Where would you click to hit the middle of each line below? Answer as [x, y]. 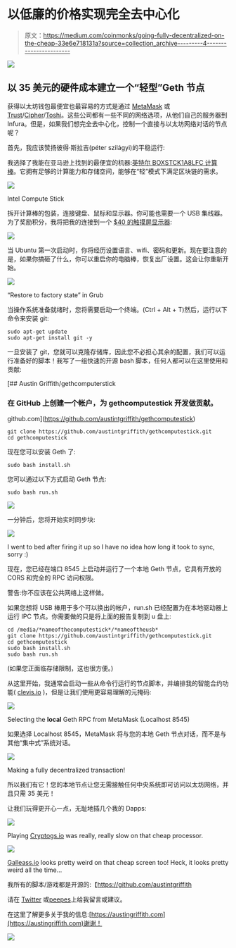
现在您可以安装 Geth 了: [41, 452]
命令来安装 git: [28, 318]
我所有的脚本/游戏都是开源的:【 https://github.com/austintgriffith [99, 885]
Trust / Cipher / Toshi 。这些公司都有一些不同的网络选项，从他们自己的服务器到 [117, 115]
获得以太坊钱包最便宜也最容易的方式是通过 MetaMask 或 [89, 106]
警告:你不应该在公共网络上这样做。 [58, 593]
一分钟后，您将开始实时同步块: [52, 520]
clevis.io [29, 692]
